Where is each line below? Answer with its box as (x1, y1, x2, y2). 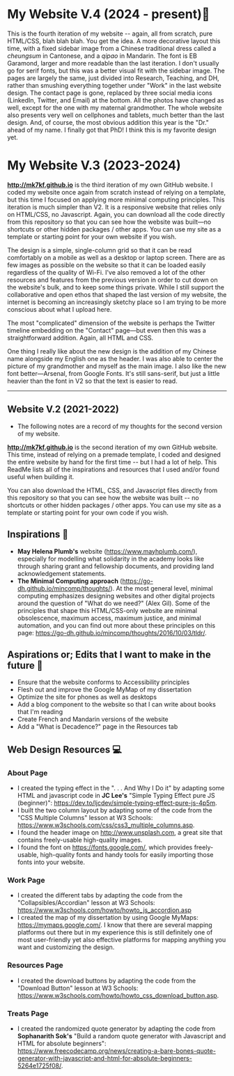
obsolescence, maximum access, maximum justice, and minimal (17, 614, 202, 622)
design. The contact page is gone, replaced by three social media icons (7, 89, 212, 97)
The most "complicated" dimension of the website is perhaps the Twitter (7, 319, 216, 327)
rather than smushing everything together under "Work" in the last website (7, 81, 221, 89)
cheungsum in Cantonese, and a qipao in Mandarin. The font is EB (7, 52, 197, 60)
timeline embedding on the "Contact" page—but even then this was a (7, 326, 207, 334)
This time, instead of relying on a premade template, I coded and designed (7, 450, 221, 459)
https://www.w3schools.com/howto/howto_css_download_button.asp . (17, 991, 219, 999)
